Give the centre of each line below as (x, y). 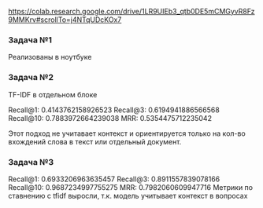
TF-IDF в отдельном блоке (53, 94)
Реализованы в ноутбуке (50, 57)
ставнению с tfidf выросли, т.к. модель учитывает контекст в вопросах (128, 195)
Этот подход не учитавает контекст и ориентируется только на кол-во (127, 133)
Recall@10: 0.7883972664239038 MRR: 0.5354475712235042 (110, 118)
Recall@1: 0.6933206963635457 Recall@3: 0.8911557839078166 (114, 179)
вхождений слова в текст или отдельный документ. (95, 141)
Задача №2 (31, 78)
